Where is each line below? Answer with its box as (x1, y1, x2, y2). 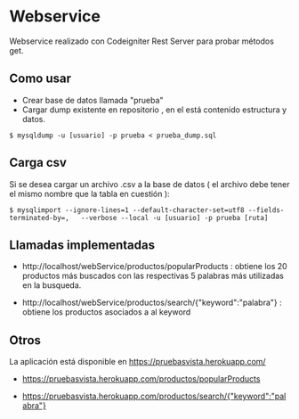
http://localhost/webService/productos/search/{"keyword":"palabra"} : (21, 297, 282, 308)
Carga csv (9, 155, 67, 170)
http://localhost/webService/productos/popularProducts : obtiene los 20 (21, 261, 287, 272)
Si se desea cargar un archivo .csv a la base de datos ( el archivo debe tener (9, 178, 290, 189)
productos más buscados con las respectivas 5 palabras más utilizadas (21, 270, 285, 282)
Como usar (9, 71, 72, 86)
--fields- (247, 205, 285, 215)
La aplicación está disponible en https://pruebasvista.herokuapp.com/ (9, 357, 266, 367)
